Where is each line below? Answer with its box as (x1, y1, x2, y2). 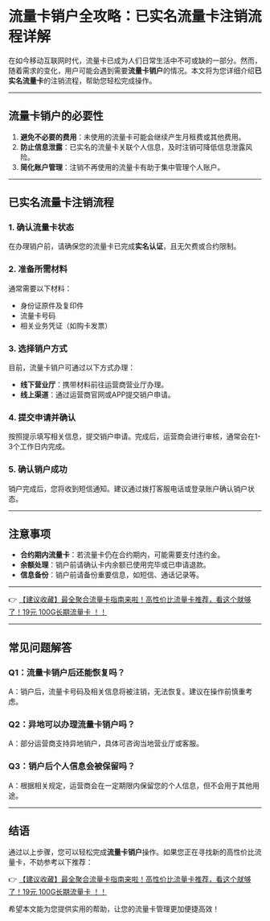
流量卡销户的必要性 (8, 109, 104, 123)
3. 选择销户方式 (8, 343, 68, 354)
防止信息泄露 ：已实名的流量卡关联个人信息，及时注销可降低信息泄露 (19, 142, 246, 151)
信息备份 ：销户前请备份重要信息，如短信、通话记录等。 (19, 570, 203, 580)
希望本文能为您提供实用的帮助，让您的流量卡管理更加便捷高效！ (8, 903, 219, 914)
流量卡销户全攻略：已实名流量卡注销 (8, 7, 248, 26)
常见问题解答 (8, 641, 72, 655)
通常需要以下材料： (8, 283, 72, 293)
